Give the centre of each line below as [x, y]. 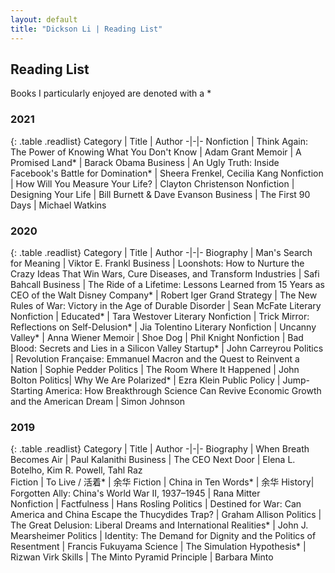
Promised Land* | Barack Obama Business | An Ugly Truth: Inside [145, 162]
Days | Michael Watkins [58, 205]
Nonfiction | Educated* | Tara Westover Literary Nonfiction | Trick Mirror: [160, 316]
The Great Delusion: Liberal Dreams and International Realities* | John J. [159, 525]
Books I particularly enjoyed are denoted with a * [111, 93]
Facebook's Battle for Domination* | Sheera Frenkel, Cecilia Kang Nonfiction [167, 173]
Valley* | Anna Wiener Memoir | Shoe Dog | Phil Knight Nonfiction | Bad [157, 337]
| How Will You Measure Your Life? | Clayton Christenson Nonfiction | [152, 183]
